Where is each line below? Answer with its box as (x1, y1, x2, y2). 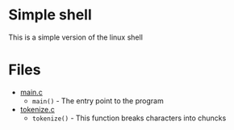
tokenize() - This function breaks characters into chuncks (31, 113, 227, 123)
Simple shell (8, 6, 92, 24)
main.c (19, 87, 43, 97)
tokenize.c (19, 104, 55, 114)
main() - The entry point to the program (31, 95, 164, 106)
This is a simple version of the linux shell (8, 32, 144, 42)
